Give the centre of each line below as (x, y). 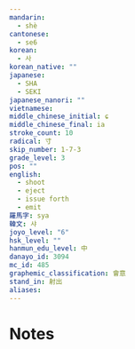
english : (25, 174)
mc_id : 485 (29, 266)
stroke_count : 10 (41, 133)
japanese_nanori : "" (48, 100)
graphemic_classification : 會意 (67, 274)
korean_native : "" (43, 67)
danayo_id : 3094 (39, 257)
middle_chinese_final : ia (57, 125)
